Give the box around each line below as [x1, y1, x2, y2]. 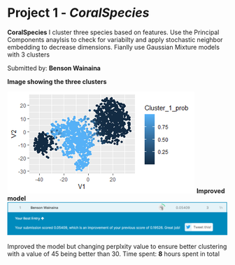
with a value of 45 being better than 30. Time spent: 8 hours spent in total [7, 250, 220, 258]
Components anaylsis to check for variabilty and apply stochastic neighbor [7, 35, 223, 43]
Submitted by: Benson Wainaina [7, 64, 101, 72]
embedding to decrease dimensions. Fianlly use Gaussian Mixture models [7, 43, 220, 51]
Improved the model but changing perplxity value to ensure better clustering [7, 243, 227, 251]
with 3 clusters [7, 50, 50, 59]
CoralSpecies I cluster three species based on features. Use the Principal [7, 28, 220, 36]
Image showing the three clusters [7, 77, 107, 85]
